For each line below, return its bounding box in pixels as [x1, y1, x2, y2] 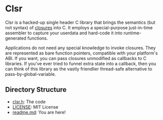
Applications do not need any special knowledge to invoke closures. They [5, 45, 156, 51]
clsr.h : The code [12, 99, 46, 105]
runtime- [123, 30, 142, 36]
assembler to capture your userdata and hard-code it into [5, 30, 123, 36]
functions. [27, 35, 48, 41]
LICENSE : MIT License [12, 104, 59, 110]
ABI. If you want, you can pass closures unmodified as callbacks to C [5, 55, 147, 61]
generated [5, 35, 26, 41]
